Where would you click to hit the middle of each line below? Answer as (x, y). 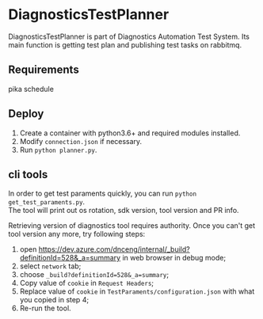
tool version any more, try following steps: (77, 234)
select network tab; (50, 266)
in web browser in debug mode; (174, 258)
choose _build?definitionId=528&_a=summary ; (94, 275)
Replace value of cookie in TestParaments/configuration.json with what (137, 291)
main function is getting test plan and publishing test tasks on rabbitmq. (125, 44)
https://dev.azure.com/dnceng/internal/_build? (114, 249)
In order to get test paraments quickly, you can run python (102, 194)
